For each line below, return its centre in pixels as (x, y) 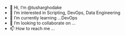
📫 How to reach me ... (32, 28)
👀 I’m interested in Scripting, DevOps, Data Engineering (65, 13)
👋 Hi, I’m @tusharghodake (36, 8)
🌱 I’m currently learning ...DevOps (44, 18)
